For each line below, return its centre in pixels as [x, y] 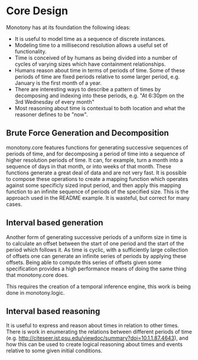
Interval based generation [55, 223]
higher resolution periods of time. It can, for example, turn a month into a [95, 160]
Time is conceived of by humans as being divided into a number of [96, 58]
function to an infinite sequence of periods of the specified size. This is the [98, 192]
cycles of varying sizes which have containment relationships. [90, 64]
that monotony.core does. [38, 275]
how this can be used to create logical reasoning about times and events [95, 345]
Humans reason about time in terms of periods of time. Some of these [100, 70]
